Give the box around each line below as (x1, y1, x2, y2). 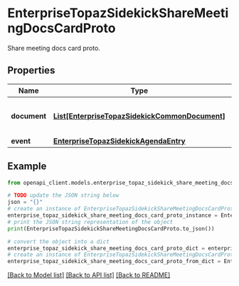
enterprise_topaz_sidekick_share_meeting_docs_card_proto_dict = (7, 245, 205, 252)
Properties (7, 64, 55, 76)
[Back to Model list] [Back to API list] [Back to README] (7, 271, 171, 280)
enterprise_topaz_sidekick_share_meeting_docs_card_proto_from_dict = (7, 258, 221, 265)
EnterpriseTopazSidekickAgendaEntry (53, 136, 186, 145)
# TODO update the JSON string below (7, 192, 119, 199)
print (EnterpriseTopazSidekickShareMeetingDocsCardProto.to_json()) (7, 225, 215, 233)
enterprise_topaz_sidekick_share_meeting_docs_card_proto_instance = (7, 212, 218, 219)
